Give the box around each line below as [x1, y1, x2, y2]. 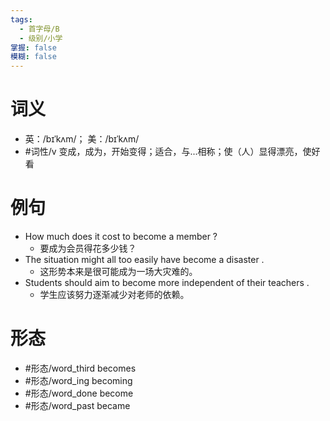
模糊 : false [10, 52, 57, 62]
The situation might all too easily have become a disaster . [24, 254, 265, 265]
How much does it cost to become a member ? [24, 231, 218, 242]
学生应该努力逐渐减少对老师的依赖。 [39, 289, 190, 300]
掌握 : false [10, 42, 57, 53]
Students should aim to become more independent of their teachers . [24, 277, 310, 288]
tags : [10, 14, 33, 25]
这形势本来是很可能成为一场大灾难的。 [39, 266, 198, 277]
